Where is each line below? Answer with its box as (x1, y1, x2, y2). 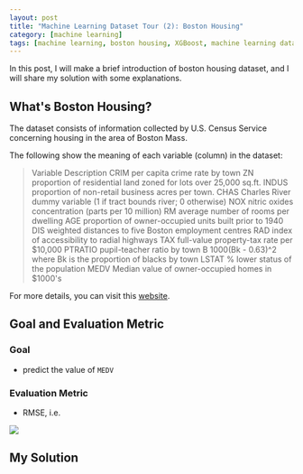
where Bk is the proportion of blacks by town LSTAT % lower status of (31, 254, 292, 265)
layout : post (9, 13, 59, 23)
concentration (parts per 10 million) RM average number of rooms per (31, 206, 290, 217)
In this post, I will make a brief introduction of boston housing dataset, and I (9, 63, 289, 74)
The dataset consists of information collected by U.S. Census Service (9, 123, 268, 134)
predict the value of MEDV (22, 364, 115, 375)
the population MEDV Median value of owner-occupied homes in (31, 264, 272, 274)
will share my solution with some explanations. (9, 73, 182, 84)
